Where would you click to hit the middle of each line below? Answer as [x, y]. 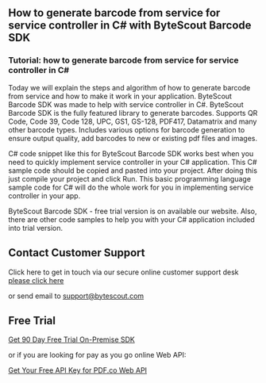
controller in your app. [44, 195]
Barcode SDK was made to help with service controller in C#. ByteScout [126, 104]
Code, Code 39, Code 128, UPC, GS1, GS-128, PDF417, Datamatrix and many [133, 121]
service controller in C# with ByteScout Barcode [130, 26]
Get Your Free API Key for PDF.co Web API [78, 370]
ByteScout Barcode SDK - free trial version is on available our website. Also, [133, 211]
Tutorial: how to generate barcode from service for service [124, 60]
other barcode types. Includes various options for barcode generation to [127, 129]
